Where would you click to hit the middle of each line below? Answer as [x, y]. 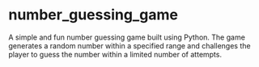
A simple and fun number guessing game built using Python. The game [127, 37]
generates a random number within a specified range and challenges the [129, 45]
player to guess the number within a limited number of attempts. [115, 54]
